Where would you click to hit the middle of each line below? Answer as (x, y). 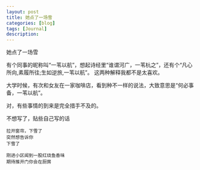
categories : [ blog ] (31, 23)
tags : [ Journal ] (27, 29)
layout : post (23, 12)
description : (23, 34)
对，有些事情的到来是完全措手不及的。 (54, 105)
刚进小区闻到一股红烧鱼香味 (36, 156)
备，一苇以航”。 (26, 93)
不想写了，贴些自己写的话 (38, 119)
